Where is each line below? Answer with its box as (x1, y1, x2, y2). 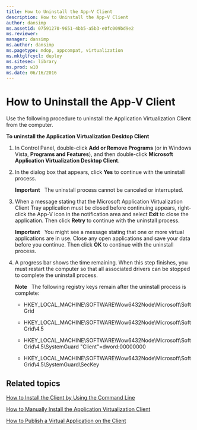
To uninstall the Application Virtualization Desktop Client (6, 133, 150, 140)
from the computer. (6, 121, 53, 129)
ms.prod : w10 (6, 64, 39, 70)
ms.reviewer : (6, 31, 39, 37)
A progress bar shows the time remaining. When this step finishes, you (14, 259, 188, 266)
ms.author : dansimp (6, 42, 55, 48)
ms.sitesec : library (6, 58, 58, 64)
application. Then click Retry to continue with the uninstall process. (14, 217, 180, 224)
